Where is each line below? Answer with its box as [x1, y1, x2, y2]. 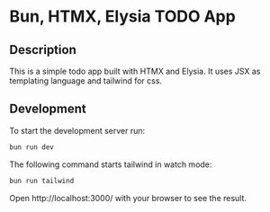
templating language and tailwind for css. [9, 75, 163, 86]
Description [9, 42, 76, 57]
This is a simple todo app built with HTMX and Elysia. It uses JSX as [9, 66, 261, 76]
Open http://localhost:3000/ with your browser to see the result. [9, 192, 247, 203]
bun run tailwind [9, 176, 75, 185]
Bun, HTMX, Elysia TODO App [9, 6, 236, 27]
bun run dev [9, 142, 54, 152]
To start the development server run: [9, 125, 146, 136]
